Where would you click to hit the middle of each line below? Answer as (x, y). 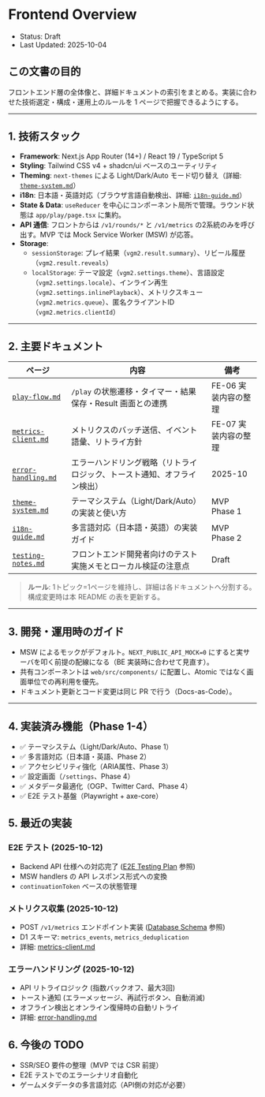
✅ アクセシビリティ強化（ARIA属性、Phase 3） (96, 766)
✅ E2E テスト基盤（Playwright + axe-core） (91, 796)
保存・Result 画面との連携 (119, 404)
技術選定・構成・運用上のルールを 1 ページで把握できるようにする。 (132, 102)
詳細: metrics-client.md (58, 946)
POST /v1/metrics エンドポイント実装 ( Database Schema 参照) (123, 927)
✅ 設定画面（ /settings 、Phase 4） (77, 776)
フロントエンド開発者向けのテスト (134, 554)
